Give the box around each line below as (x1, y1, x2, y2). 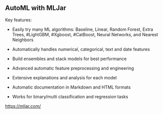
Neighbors (12, 37, 34, 43)
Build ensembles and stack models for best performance (12, 56, 127, 62)
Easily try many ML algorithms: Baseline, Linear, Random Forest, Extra (12, 26, 153, 32)
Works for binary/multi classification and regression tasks (12, 93, 128, 99)
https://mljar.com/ (5, 103, 41, 109)
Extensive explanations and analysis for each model (12, 74, 117, 80)
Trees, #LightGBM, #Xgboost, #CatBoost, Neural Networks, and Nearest (12, 31, 158, 37)
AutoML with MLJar (5, 4, 67, 12)
